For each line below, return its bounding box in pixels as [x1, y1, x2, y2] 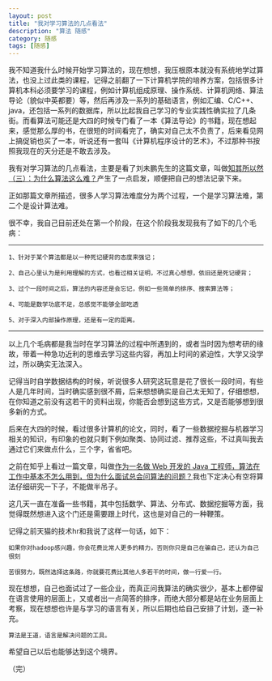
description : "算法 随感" [8, 27, 91, 35]
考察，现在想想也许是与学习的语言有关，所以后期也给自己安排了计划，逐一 [8, 604, 257, 614]
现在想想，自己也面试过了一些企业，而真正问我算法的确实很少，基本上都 [8, 584, 249, 594]
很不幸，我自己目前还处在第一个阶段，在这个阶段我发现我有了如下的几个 [8, 218, 249, 228]
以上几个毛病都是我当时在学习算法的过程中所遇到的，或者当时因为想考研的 [8, 339, 257, 349]
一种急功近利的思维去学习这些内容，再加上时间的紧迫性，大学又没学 [36, 349, 264, 359]
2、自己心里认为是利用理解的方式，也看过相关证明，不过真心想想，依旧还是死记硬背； [8, 269, 253, 278]
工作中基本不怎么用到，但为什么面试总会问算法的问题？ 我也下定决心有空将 [8, 471, 257, 482]
